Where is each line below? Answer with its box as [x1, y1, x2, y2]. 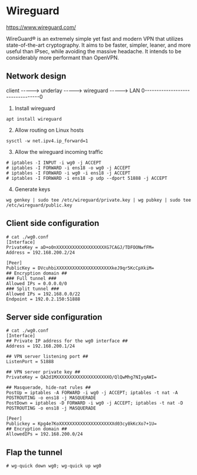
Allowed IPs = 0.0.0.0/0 [6, 280, 67, 286]
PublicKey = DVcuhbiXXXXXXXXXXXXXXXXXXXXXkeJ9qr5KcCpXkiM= [6, 265, 155, 271]
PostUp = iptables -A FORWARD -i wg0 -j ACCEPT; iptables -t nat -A [6, 390, 178, 396]
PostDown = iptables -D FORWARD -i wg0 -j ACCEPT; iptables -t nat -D [6, 400, 183, 406]
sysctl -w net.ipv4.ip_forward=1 [6, 138, 88, 144]
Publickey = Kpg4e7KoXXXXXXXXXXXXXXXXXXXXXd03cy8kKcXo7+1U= [6, 421, 157, 427]
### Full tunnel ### [6, 275, 57, 282]
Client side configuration [6, 218, 99, 228]
